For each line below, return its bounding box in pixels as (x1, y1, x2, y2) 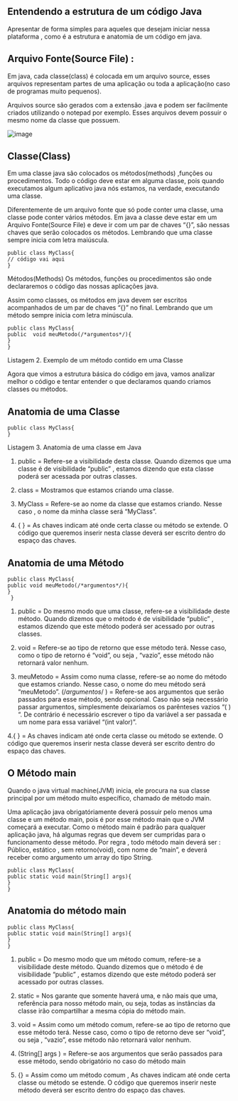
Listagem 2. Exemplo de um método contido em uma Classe (7, 356, 183, 365)
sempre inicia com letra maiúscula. (7, 236, 109, 244)
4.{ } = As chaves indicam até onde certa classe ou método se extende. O (7, 731, 224, 740)
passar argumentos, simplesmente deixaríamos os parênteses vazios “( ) (17, 703, 232, 711)
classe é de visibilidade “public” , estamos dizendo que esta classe (17, 464, 215, 473)
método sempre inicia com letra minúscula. (7, 311, 134, 320)
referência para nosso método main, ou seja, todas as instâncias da (17, 998, 215, 1007)
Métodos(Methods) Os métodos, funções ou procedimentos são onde (7, 274, 212, 283)
